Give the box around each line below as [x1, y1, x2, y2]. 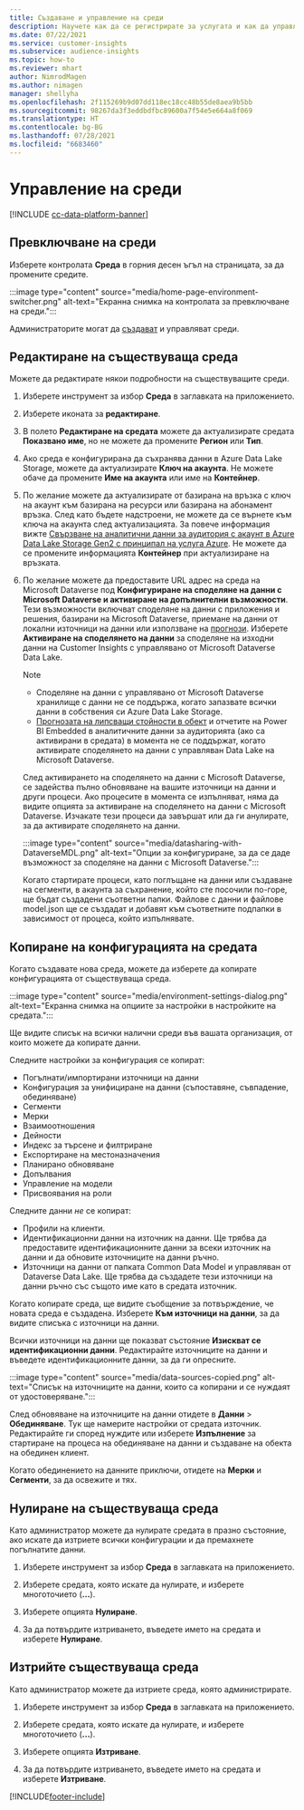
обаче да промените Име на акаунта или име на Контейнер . [22, 472, 261, 483]
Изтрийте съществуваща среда [9, 1660, 199, 1675]
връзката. [22, 557, 62, 568]
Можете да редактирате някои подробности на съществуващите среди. [9, 373, 290, 384]
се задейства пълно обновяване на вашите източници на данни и [22, 781, 277, 793]
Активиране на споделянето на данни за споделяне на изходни [22, 633, 274, 644]
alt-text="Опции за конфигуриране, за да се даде [100, 847, 291, 858]
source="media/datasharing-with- [114, 837, 242, 848]
